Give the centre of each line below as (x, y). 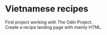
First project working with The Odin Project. (49, 22)
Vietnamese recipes (47, 9)
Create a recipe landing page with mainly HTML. (54, 27)
